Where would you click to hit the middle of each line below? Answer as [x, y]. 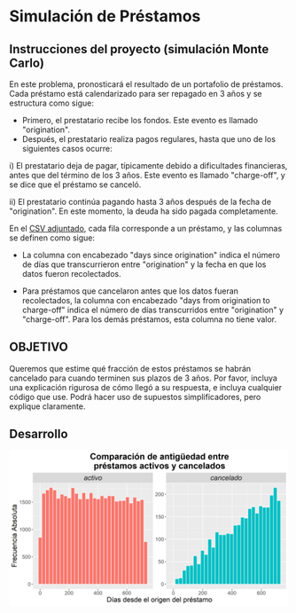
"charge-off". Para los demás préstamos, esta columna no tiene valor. [149, 319]
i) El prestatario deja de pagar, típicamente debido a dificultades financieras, [148, 165]
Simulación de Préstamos [105, 16]
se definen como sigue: [52, 238]
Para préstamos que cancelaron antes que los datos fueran [130, 291]
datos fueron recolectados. [71, 274]
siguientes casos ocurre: [67, 149]
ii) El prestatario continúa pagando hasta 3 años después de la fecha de [140, 202]
